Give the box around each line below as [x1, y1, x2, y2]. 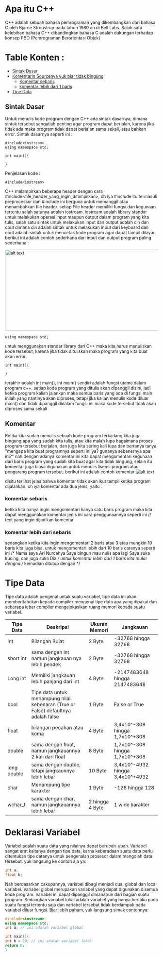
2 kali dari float [31, 753, 65, 760]
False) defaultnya [31, 707, 71, 714]
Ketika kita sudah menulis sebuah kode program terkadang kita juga [5, 432, 141, 438]
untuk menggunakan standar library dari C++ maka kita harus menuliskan [5, 343, 152, 349]
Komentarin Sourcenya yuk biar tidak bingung [12, 73, 104, 79]
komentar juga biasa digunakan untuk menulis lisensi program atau [5, 463, 139, 469]
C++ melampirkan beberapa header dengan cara [5, 188, 103, 194]
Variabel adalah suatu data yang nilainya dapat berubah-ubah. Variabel [5, 843, 147, 849]
